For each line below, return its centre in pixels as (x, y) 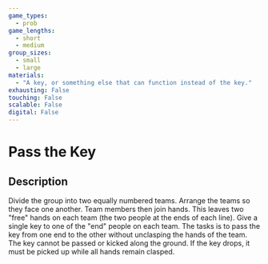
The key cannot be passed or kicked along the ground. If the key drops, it (129, 243)
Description (38, 181)
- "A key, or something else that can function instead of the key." (134, 82)
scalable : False (35, 105)
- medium (30, 46)
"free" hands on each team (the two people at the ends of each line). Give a (133, 218)
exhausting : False (39, 90)
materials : (26, 75)
